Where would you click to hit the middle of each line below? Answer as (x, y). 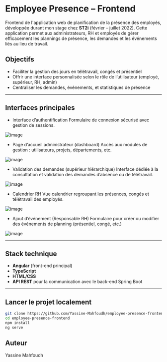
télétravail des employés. (38, 199)
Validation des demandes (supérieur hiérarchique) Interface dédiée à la (85, 169)
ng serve (14, 328)
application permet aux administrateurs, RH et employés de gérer (72, 33)
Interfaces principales (40, 108)
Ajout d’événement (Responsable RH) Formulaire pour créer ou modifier (86, 218)
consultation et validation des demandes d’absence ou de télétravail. (83, 174)
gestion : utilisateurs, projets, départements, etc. (62, 150)
